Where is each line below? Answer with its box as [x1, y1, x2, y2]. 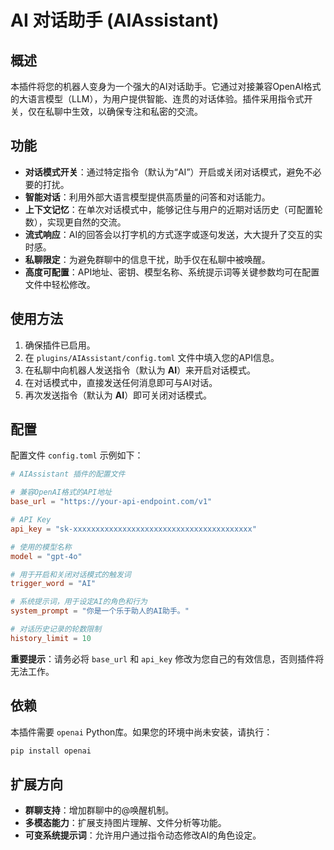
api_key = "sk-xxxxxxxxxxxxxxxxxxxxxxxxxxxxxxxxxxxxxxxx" [10, 524, 257, 534]
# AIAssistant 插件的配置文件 [10, 469, 126, 480]
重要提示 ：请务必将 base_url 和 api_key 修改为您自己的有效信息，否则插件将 [10, 652, 325, 665]
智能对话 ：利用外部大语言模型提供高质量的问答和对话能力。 [24, 191, 271, 203]
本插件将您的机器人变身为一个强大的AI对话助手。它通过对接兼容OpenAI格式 [10, 81, 322, 92]
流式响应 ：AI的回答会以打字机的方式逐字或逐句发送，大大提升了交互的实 [24, 228, 323, 240]
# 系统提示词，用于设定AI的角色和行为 [10, 597, 148, 607]
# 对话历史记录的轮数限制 [10, 624, 102, 635]
